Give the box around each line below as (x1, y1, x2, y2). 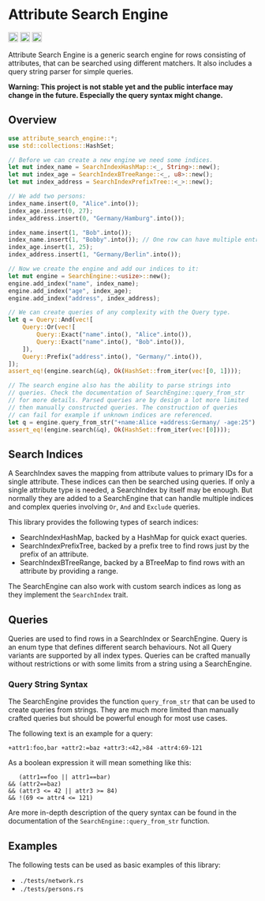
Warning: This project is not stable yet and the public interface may (8, 81, 233, 92)
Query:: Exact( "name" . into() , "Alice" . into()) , (36, 330, 192, 338)
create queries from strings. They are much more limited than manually (8, 705, 239, 714)
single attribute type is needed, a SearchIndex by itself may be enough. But (8, 485, 252, 495)
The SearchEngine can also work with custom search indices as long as (8, 582, 242, 591)
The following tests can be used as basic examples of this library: (8, 860, 221, 870)
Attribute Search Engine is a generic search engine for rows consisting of (8, 50, 246, 59)
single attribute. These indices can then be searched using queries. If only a (8, 477, 255, 487)
